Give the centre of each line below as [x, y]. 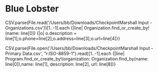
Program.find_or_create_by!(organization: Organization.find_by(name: [77, 58]
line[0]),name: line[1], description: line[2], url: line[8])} [60, 64]
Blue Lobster [32, 9]
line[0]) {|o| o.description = [49, 33]
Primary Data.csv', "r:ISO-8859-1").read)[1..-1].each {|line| [65, 53]
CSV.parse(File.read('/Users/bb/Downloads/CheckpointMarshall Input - [79, 22]
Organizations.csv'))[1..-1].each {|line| [44, 27]
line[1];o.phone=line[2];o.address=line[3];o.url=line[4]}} [63, 38]
